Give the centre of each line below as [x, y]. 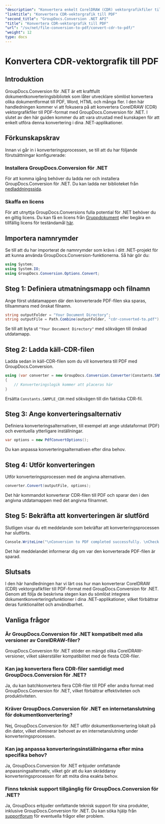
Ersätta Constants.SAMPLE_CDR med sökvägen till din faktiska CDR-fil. [74, 398]
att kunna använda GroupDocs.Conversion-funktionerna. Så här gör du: [77, 256]
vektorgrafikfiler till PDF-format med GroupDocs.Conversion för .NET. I [77, 112]
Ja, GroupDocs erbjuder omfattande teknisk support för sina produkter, [77, 806]
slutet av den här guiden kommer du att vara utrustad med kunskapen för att [82, 117]
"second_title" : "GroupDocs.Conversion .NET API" [57, 19]
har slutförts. [18, 533]
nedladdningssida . [24, 189]
